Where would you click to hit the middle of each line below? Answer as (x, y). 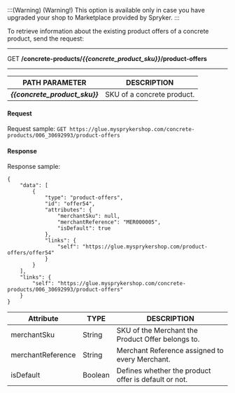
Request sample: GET (37, 129)
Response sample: (34, 167)
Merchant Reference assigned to (170, 351)
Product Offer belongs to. (158, 339)
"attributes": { (68, 210)
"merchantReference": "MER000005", (109, 222)
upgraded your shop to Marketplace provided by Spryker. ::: (93, 18)
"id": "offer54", (70, 204)
